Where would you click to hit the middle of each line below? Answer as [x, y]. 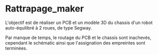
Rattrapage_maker [45, 9]
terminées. [16, 48]
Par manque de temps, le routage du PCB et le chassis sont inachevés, [78, 37]
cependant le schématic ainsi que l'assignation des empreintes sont [75, 42]
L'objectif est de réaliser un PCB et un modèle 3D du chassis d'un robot [79, 22]
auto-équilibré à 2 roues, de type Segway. [49, 27]
